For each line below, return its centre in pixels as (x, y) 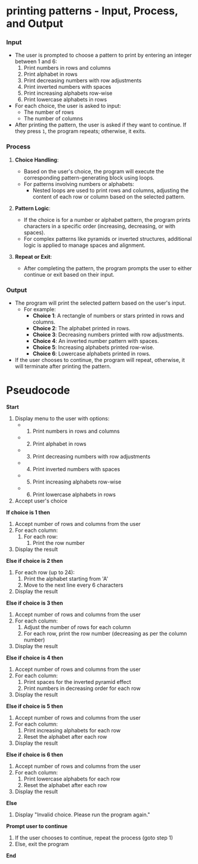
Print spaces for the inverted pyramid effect (77, 682)
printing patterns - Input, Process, (92, 11)
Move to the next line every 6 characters (73, 585)
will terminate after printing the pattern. (63, 366)
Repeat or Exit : (33, 256)
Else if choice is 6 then (35, 755)
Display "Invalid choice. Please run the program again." (82, 815)
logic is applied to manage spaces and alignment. (85, 245)
